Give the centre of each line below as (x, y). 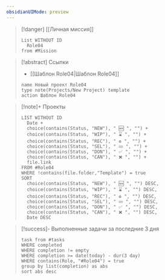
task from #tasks (43, 239)
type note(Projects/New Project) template (75, 90)
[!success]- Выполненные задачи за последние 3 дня (90, 229)
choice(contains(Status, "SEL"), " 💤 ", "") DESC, (92, 201)
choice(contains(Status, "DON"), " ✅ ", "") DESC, (92, 207)
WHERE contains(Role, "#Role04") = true (73, 261)
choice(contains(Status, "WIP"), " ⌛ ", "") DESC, (92, 189)
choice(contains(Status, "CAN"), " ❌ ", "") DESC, (92, 212)
